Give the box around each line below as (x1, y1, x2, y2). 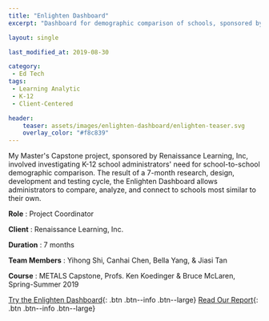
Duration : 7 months (8, 240, 74, 250)
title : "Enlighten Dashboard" (8, 11, 110, 20)
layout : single (8, 34, 59, 42)
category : (8, 62, 42, 70)
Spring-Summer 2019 (8, 279, 79, 289)
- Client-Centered (11, 99, 74, 108)
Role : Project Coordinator (8, 209, 94, 219)
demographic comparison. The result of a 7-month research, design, (8, 168, 235, 178)
